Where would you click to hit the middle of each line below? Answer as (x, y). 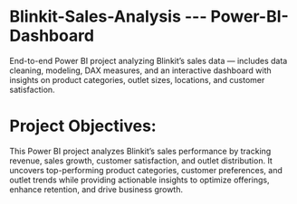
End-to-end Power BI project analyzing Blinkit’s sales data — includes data (148, 60)
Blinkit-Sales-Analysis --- (108, 17)
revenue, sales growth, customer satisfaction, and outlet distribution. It (141, 161)
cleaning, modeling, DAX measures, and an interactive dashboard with (140, 70)
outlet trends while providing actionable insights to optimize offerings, (139, 180)
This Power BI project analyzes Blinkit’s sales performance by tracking (140, 151)
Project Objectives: (83, 126)
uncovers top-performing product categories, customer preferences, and (146, 170)
